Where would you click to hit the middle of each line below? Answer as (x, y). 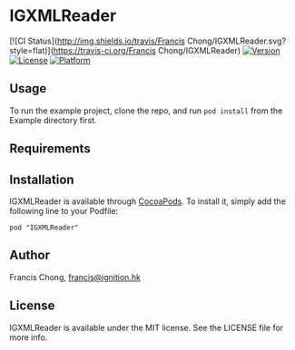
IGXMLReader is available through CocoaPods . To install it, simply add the (147, 201)
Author (29, 255)
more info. (29, 337)
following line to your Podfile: (64, 210)
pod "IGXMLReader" (44, 228)
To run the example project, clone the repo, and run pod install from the (146, 111)
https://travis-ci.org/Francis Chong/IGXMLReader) (147, 50)
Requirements (50, 149)
